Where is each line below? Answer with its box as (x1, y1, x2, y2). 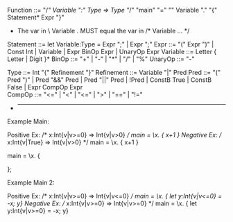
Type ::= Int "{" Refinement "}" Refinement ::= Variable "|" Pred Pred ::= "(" (7, 69, 221, 76)
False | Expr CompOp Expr (7, 83, 83, 91)
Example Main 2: (7, 178, 55, 187)
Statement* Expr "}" (7, 13, 64, 22)
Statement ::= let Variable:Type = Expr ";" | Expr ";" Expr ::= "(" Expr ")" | (7, 40, 214, 48)
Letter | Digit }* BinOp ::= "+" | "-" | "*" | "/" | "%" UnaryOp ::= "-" (7, 55, 195, 63)
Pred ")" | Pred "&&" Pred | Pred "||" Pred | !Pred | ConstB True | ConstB (7, 76, 212, 84)
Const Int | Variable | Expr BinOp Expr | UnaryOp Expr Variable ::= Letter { (7, 48, 217, 55)
